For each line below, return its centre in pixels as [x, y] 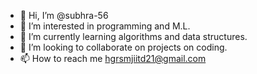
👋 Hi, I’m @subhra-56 [64, 15]
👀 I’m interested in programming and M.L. [105, 26]
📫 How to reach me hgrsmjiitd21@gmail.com [113, 58]
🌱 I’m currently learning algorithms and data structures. [133, 36]
